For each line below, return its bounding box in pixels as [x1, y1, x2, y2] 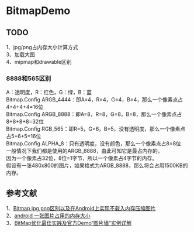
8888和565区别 [6, 74, 51, 83]
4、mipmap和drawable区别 [6, 59, 72, 65]
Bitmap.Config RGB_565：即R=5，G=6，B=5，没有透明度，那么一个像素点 [6, 125, 186, 132]
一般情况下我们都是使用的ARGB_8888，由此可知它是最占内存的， [6, 148, 163, 155]
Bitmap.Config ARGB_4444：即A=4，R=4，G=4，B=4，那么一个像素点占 [6, 96, 183, 103]
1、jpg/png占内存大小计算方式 [6, 44, 78, 50]
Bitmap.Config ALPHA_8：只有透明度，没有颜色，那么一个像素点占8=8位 [6, 140, 181, 147]
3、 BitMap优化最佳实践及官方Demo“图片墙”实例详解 [6, 220, 132, 227]
